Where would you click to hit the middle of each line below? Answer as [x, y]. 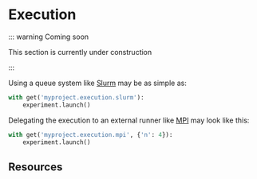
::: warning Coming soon [49, 37]
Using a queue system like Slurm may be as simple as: [98, 83]
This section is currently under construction [80, 52]
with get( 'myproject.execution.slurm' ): [77, 97]
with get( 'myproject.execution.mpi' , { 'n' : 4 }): [91, 134]
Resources [36, 167]
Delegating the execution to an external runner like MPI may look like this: [129, 120]
